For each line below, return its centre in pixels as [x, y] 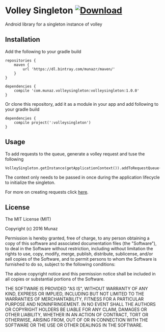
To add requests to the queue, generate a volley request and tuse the [75, 154]
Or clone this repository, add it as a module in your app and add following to [82, 104]
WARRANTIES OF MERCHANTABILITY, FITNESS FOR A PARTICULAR [74, 299]
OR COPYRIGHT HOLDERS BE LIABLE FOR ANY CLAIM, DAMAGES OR [76, 309]
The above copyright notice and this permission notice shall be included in [80, 274]
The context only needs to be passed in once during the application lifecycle [82, 177]
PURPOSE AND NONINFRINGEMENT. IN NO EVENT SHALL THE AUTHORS [81, 304]
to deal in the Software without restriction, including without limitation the [79, 249]
